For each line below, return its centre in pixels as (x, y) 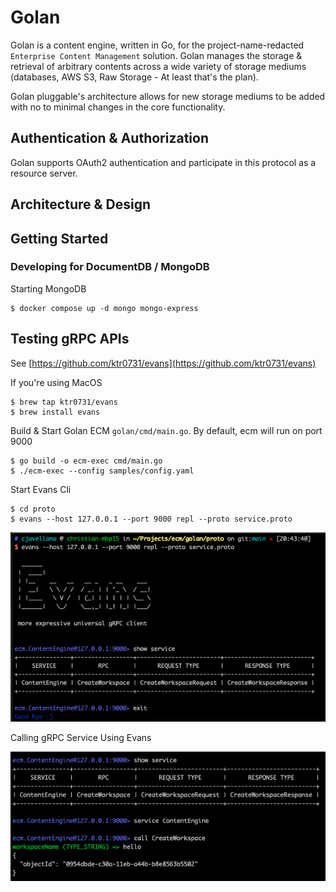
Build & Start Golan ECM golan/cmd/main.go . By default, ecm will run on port (166, 430)
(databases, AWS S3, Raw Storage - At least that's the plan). (134, 77)
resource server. (44, 173)
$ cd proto (33, 509)
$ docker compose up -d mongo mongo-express (104, 308)
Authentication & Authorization (110, 138)
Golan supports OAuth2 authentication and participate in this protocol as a (163, 162)
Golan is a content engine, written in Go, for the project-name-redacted (157, 45)
